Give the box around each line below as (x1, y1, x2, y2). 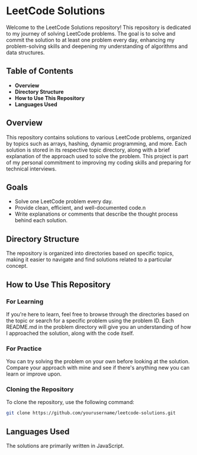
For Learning (6, 297, 44, 306)
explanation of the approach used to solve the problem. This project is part (6, 152, 188, 159)
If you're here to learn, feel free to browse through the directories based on (6, 310, 189, 318)
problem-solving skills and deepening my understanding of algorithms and (6, 43, 188, 50)
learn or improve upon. (6, 370, 62, 377)
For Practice (6, 344, 42, 353)
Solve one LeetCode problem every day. (14, 198, 113, 205)
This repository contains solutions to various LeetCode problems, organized (6, 133, 191, 140)
